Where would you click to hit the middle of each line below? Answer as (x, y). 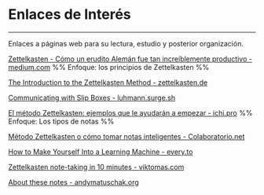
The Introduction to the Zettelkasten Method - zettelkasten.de (108, 82)
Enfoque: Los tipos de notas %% (61, 121)
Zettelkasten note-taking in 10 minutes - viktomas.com (96, 167)
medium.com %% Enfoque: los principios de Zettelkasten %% (109, 67)
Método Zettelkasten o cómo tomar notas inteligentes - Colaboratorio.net (126, 136)
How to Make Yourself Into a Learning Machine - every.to (101, 152)
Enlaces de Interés (70, 15)
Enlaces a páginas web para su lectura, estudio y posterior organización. (126, 43)
